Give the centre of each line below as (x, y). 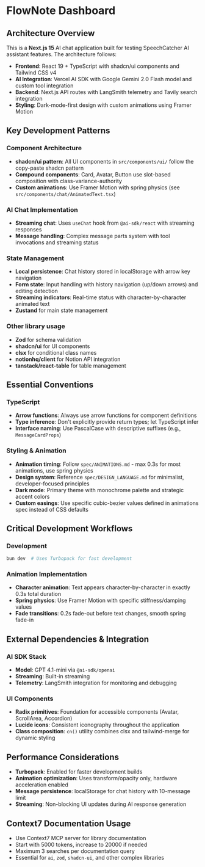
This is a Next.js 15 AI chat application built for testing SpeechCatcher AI (98, 48)
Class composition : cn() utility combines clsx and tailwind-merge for (102, 731)
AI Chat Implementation (42, 209)
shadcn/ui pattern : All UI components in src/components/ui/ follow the (104, 161)
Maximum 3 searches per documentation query (75, 851)
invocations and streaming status (57, 242)
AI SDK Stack (27, 656)
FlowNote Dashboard (61, 11)
